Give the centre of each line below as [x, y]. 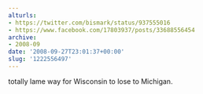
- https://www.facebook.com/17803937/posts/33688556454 [101, 30]
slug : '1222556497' [40, 60]
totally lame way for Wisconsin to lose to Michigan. [90, 81]
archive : [22, 37]
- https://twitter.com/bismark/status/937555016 [89, 23]
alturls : [22, 15]
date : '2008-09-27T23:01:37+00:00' [66, 52]
